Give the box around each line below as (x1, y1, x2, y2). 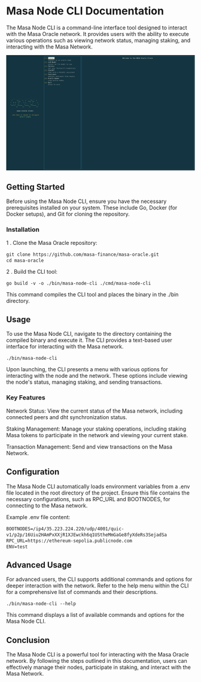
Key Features (6, 393, 46, 402)
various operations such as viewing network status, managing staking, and (6, 37, 191, 44)
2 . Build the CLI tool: (6, 268, 58, 275)
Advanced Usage (6, 560, 72, 570)
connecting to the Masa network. (6, 502, 88, 509)
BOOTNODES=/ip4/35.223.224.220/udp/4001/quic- (6, 526, 124, 532)
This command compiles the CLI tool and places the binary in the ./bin (6, 290, 179, 298)
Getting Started (6, 181, 65, 192)
